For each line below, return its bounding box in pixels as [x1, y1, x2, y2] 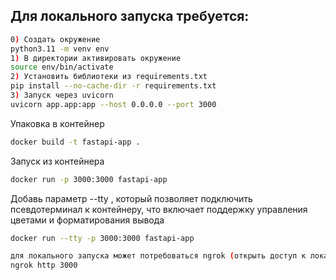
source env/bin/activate [10, 62, 114, 73]
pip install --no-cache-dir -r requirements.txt [10, 81, 217, 91]
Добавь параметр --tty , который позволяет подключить [10, 192, 253, 204]
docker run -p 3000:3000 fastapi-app [10, 174, 168, 184]
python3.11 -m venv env [10, 44, 110, 54]
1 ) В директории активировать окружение [10, 53, 182, 63]
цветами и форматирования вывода [10, 214, 165, 226]
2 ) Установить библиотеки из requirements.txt [10, 72, 208, 82]
